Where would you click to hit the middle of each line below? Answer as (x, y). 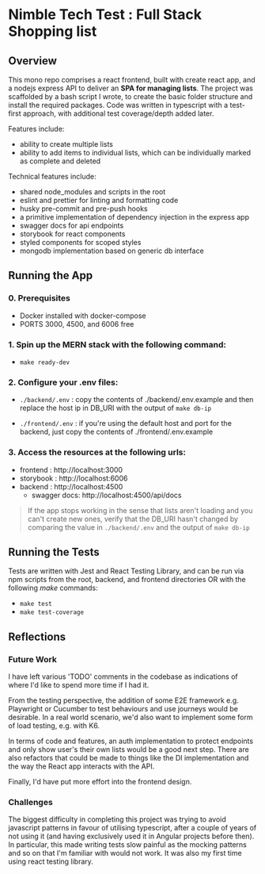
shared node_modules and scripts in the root (93, 192)
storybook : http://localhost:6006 (74, 478)
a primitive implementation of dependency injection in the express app (134, 217)
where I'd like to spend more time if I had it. (79, 685)
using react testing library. (51, 861)
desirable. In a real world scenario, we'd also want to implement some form (131, 717)
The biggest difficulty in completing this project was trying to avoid (117, 819)
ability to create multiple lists (66, 144)
